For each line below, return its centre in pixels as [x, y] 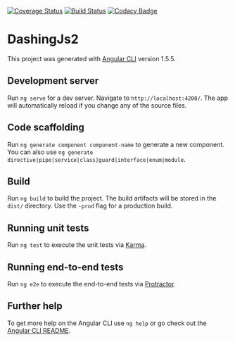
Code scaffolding [46, 128]
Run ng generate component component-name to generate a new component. [116, 144]
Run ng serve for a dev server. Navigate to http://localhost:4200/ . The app [118, 98]
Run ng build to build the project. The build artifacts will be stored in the [112, 198]
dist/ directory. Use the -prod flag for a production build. [90, 206]
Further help [35, 306]
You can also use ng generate [50, 152]
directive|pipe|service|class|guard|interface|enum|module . [96, 159]
